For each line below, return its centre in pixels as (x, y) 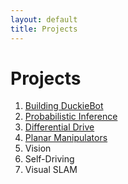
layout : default (44, 19)
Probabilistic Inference (71, 117)
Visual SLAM (51, 170)
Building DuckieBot (64, 106)
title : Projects (44, 29)
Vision (38, 148)
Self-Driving (49, 159)
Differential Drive (59, 127)
